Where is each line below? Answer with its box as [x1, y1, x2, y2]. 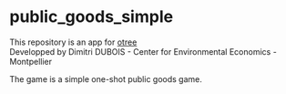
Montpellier [9, 56, 53, 67]
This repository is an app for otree [9, 37, 138, 47]
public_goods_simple [9, 6, 174, 27]
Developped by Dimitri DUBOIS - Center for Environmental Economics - [9, 46, 278, 57]
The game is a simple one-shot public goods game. [9, 73, 203, 84]
